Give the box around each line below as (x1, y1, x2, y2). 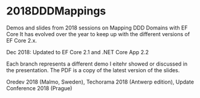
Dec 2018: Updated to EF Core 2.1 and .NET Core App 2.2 (6, 48, 149, 55)
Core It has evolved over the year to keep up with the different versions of (6, 30, 190, 37)
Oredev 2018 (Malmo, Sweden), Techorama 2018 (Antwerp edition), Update (6, 78, 195, 85)
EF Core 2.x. (6, 37, 37, 44)
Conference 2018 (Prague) (6, 84, 73, 91)
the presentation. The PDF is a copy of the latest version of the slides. (6, 66, 180, 73)
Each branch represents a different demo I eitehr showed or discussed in (6, 60, 188, 67)
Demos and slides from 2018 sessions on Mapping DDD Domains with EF (6, 24, 188, 31)
